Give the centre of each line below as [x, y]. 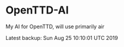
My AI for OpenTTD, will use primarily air [55, 26]
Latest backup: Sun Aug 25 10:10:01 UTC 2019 [62, 38]
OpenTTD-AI [37, 10]
